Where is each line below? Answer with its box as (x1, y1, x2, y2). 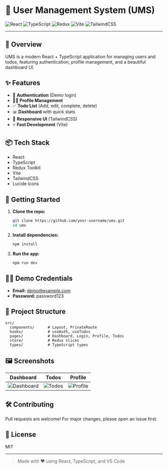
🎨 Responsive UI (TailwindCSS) (12, 116, 77, 122)
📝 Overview (5, 40, 42, 49)
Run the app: (12, 250, 40, 257)
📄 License (5, 430, 36, 439)
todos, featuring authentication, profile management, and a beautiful (5, 59, 146, 65)
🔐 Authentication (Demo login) (12, 92, 76, 98)
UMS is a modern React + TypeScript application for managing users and (5, 54, 156, 60)
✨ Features (5, 79, 40, 87)
